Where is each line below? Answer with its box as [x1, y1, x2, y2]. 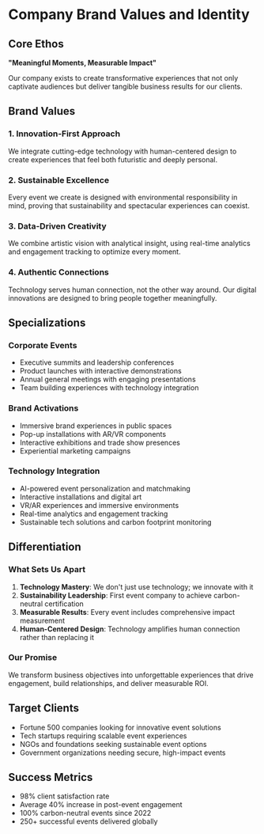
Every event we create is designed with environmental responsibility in [8, 192, 238, 202]
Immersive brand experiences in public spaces [19, 421, 172, 430]
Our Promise [8, 652, 58, 663]
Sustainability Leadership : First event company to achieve [19, 590, 212, 600]
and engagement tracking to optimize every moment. [8, 247, 181, 256]
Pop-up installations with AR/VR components [19, 429, 167, 438]
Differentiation [8, 540, 81, 554]
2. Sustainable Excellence [8, 174, 109, 185]
